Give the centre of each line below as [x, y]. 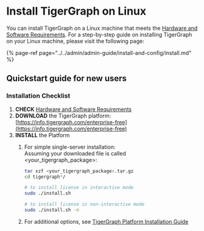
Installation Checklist [38, 96]
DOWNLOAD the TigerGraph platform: [63, 116]
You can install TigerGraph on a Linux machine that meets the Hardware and [102, 28]
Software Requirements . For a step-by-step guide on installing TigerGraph [99, 34]
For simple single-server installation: [70, 147]
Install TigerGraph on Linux [76, 11]
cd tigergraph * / [45, 177]
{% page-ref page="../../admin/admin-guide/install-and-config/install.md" [99, 52]
